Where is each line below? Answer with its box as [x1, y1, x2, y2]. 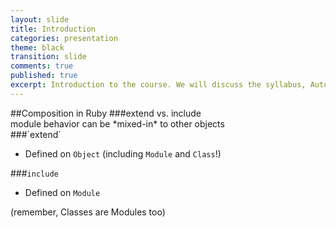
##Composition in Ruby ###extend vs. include [10, 107, 202, 119]
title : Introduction [10, 24, 97, 34]
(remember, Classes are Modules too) [10, 206, 166, 218]
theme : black [10, 42, 65, 53]
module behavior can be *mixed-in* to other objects [10, 117, 225, 130]
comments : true [10, 61, 74, 71]
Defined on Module [24, 186, 101, 198]
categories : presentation [10, 33, 118, 43]
